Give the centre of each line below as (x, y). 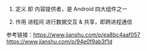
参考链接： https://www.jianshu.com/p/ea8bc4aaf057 (73, 35)
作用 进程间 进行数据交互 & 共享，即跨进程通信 (74, 22)
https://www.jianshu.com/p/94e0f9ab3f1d (59, 42)
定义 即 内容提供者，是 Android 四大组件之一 (71, 9)
